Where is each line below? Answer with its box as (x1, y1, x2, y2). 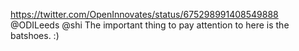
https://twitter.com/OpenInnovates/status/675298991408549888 (10, 9, 279, 20)
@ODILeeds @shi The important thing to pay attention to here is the (10, 19, 290, 31)
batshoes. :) (10, 30, 60, 41)
